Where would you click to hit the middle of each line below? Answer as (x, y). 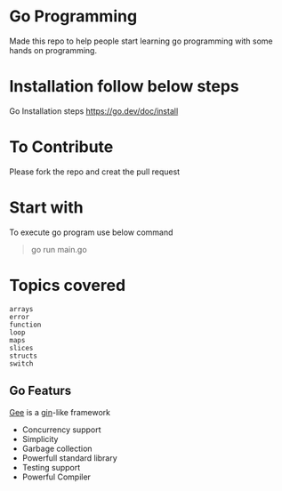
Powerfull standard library (69, 458)
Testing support (51, 467)
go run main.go (59, 249)
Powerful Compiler (56, 477)
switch (21, 363)
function (25, 325)
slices (21, 348)
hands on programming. (53, 50)
